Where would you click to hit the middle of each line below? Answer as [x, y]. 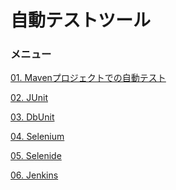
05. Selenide [36, 156]
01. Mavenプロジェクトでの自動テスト [88, 78]
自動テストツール [81, 20]
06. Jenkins [34, 175]
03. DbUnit [32, 117]
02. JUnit [29, 98]
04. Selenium [37, 137]
